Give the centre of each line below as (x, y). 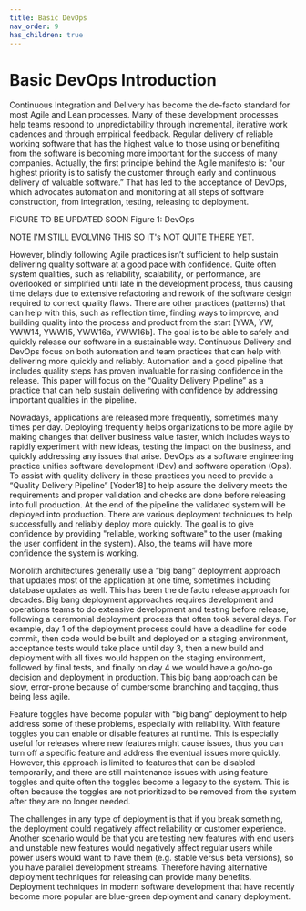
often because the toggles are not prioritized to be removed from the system (153, 792)
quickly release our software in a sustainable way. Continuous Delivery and (150, 342)
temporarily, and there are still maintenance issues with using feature (139, 773)
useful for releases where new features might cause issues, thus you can (147, 743)
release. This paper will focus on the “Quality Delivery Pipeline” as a (137, 381)
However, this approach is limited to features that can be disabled (133, 763)
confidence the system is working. (74, 553)
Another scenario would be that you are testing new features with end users (152, 838)
